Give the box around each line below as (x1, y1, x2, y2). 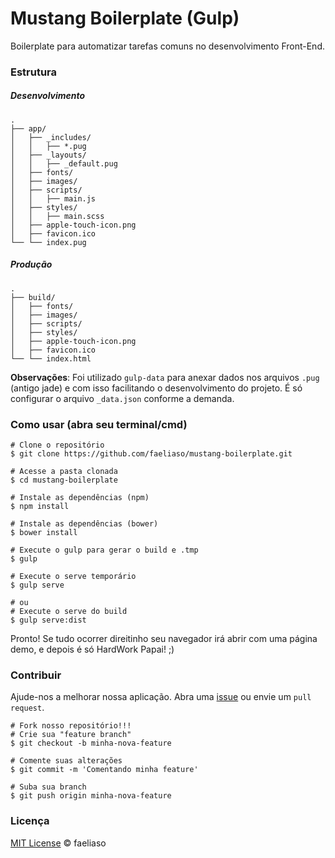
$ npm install (10, 502, 70, 512)
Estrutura (10, 65, 58, 79)
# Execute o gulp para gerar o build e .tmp (10, 545, 199, 556)
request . (10, 702, 45, 714)
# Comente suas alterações (10, 756, 123, 766)
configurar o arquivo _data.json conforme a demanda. (10, 392, 235, 404)
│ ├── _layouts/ (10, 150, 87, 160)
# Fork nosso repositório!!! (10, 721, 132, 731)
